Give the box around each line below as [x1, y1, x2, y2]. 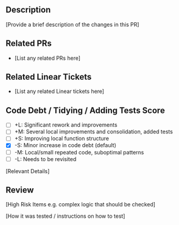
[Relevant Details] [5, 167, 50, 174]
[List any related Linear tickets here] [14, 87, 105, 95]
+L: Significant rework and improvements [14, 121, 117, 128]
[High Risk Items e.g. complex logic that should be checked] [5, 201, 155, 208]
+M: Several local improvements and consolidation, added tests [14, 128, 173, 135]
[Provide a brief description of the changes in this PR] [5, 21, 140, 28]
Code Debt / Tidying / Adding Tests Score [5, 105, 165, 115]
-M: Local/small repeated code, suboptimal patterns [14, 148, 145, 156]
